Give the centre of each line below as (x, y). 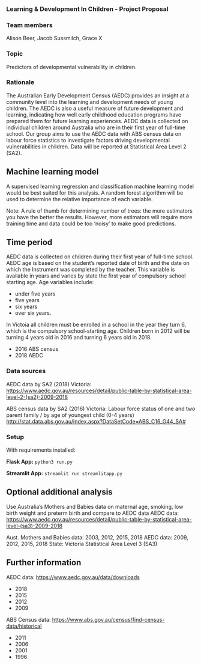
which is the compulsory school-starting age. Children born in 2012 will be (98, 331)
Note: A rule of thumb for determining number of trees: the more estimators (100, 211)
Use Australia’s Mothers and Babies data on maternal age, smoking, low (95, 506)
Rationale (20, 82)
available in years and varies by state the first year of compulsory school (96, 276)
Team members (29, 25)
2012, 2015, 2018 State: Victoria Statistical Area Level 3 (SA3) (82, 544)
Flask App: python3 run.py (40, 462)
